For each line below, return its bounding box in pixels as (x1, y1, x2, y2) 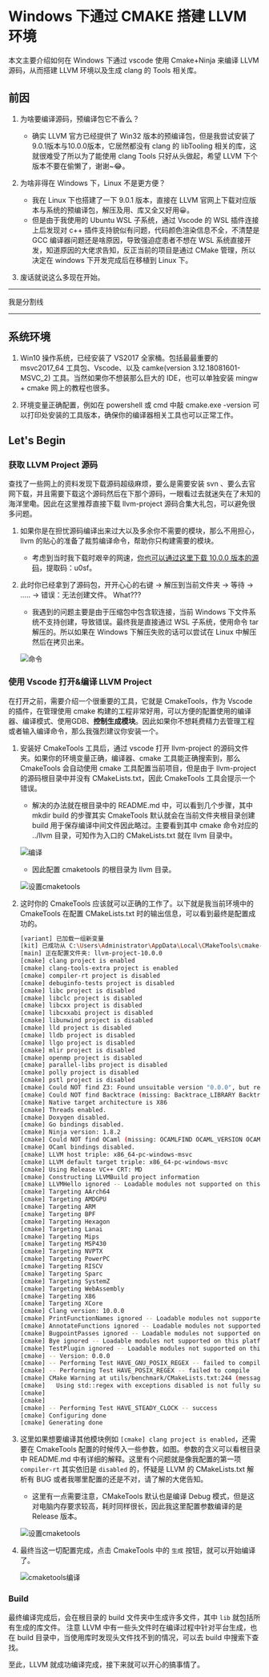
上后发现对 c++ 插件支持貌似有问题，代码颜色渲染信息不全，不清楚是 (31, 225, 260, 235)
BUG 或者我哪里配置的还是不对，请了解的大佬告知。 (35, 1474, 208, 1484)
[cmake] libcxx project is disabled (19, 1001, 143, 1010)
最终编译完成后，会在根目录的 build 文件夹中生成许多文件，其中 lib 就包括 (8, 1612, 254, 1622)
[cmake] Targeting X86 (19, 1292, 96, 1300)
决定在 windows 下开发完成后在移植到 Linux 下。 (31, 255, 193, 265)
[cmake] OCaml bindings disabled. (19, 1143, 135, 1151)
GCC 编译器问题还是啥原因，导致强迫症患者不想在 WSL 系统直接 (31, 235, 244, 244)
